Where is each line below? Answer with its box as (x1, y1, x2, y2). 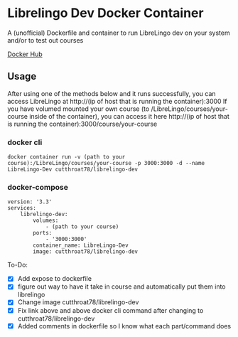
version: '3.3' (7, 198, 53, 205)
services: (7, 205, 37, 212)
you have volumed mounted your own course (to (7, 105, 150, 113)
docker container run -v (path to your (7, 154, 126, 161)
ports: (33, 230, 53, 237)
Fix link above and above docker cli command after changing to (17, 306, 204, 314)
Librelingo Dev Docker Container (7, 5, 204, 21)
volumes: (33, 217, 59, 225)
